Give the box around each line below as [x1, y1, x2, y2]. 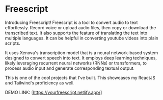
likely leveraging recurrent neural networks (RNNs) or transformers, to [5, 60, 147, 66]
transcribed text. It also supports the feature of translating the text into [5, 30, 148, 36]
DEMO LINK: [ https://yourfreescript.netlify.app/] [5, 89, 102, 95]
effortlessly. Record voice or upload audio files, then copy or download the [5, 24, 156, 30]
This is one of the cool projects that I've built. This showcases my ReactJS [5, 75, 156, 80]
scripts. [5, 40, 21, 46]
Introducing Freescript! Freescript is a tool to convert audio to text [5, 20, 138, 25]
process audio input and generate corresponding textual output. [5, 65, 135, 71]
